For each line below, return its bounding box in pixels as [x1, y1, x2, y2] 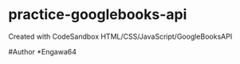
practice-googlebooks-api [8, 6, 187, 24]
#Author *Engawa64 [8, 47, 77, 56]
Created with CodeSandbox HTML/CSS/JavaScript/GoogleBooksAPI [8, 32, 233, 41]
